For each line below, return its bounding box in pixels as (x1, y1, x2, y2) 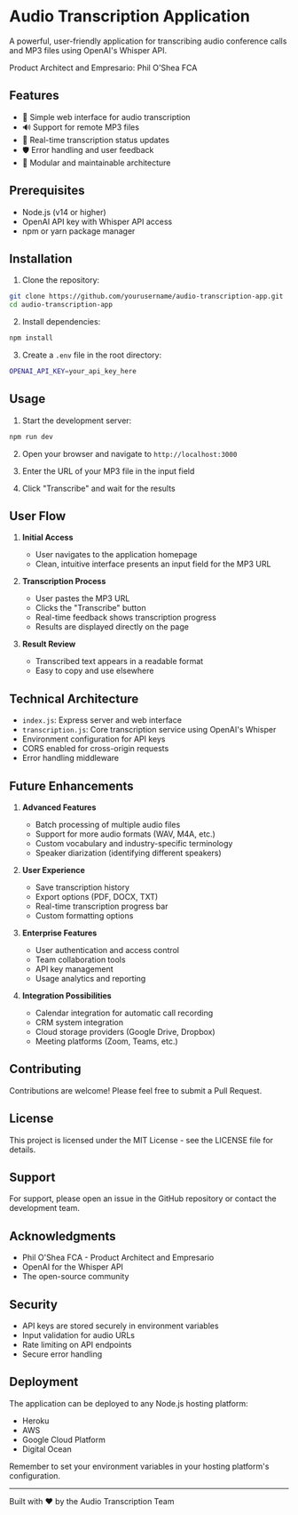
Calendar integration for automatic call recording (35, 1007, 214, 1018)
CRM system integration (35, 1017, 124, 1028)
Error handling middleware (21, 753, 120, 764)
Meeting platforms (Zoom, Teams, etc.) (35, 1036, 179, 1046)
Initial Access (21, 532, 74, 543)
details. (9, 1144, 36, 1155)
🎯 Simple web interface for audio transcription (21, 111, 191, 122)
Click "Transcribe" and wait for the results (21, 483, 176, 493)
